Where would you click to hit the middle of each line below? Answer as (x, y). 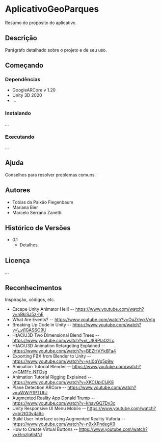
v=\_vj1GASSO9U (29, 330)
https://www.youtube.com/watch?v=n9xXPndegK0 (64, 424)
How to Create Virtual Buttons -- (45, 429)
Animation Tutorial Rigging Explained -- (52, 377)
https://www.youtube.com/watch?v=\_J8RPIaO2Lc (63, 341)
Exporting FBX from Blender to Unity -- (52, 356)
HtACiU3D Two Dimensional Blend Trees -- (56, 335)
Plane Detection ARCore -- (39, 387)
